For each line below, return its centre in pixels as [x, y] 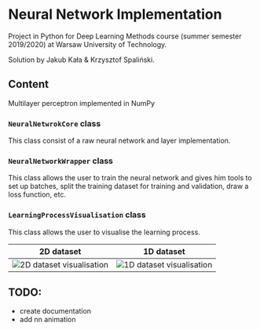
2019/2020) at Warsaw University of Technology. [88, 44]
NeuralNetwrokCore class [55, 123]
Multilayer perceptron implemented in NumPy [82, 103]
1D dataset [164, 251]
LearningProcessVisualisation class [77, 215]
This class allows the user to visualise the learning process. [104, 232]
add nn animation [48, 320]
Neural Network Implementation [115, 15]
